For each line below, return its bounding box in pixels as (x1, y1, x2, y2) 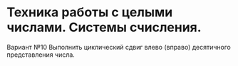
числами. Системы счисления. (6, 19, 202, 35)
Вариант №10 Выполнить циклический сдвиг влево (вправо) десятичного (6, 43, 231, 51)
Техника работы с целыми (6, 4, 173, 21)
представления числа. (6, 50, 76, 59)
